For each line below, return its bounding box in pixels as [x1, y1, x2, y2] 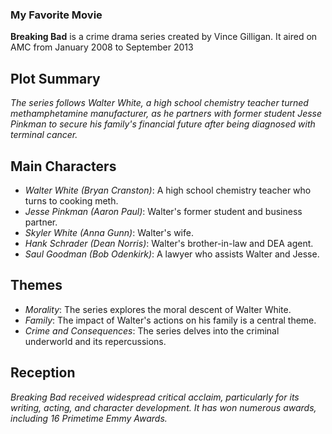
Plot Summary [10, 70, 101, 87]
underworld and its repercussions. [24, 335, 167, 347]
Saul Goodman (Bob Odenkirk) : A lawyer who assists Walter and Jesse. [24, 248, 320, 260]
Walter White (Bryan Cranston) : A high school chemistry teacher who [24, 184, 312, 196]
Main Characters [10, 158, 117, 175]
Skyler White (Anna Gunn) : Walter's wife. [24, 226, 194, 238]
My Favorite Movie [10, 8, 103, 22]
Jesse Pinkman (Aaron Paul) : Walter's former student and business [24, 205, 303, 217]
